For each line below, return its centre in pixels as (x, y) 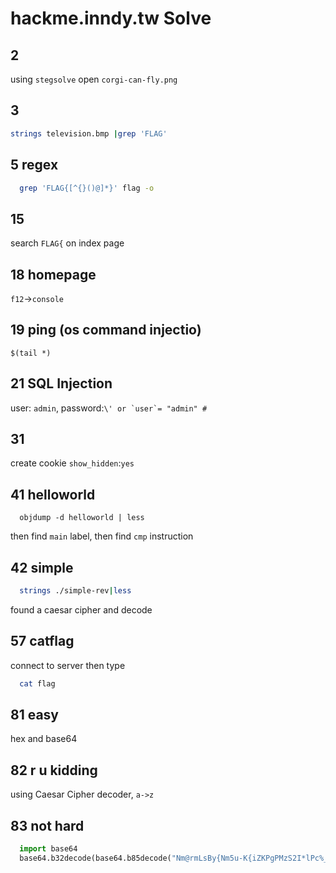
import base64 (48, 849)
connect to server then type (68, 665)
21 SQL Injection (61, 383)
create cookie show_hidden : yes (72, 463)
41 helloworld (53, 494)
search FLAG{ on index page (67, 243)
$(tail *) (31, 353)
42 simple (42, 567)
